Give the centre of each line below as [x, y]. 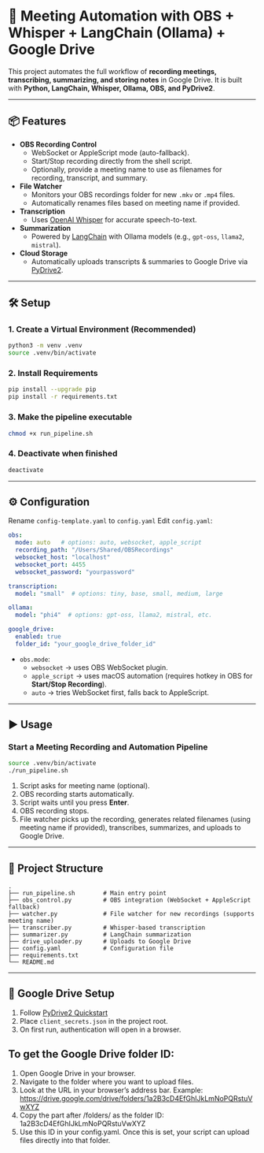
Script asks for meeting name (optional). [85, 786]
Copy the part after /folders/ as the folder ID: [92, 1115]
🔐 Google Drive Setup [62, 993]
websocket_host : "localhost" [63, 558]
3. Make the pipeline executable [70, 417]
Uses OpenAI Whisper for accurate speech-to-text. [114, 219]
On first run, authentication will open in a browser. [100, 1029]
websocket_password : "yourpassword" [75, 572]
